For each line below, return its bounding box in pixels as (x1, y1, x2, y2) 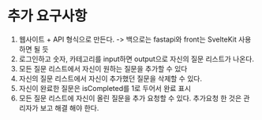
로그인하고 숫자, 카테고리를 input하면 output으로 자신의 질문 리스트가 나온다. (18, 54, 254, 64)
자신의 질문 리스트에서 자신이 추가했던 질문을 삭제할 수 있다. (18, 74, 203, 83)
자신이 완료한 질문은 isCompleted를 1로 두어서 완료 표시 (18, 83, 191, 93)
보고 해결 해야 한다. (39, 103, 99, 112)
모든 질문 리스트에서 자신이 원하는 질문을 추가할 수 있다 (18, 64, 188, 73)
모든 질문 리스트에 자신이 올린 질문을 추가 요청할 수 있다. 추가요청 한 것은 (18, 93, 242, 103)
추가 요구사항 (7, 7, 88, 25)
